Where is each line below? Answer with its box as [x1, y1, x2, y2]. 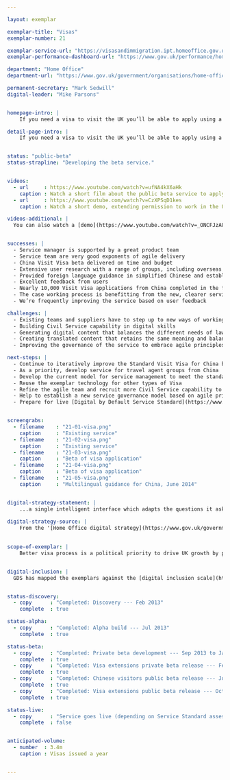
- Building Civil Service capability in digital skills [13, 323, 176, 330]
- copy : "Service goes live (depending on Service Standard [13, 713, 207, 720]
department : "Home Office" [7, 66, 84, 73]
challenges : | [7, 310, 48, 317]
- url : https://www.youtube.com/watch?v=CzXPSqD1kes [13, 197, 183, 204]
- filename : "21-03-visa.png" [13, 449, 112, 456]
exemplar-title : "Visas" [7, 28, 78, 35]
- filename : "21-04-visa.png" [13, 462, 112, 469]
